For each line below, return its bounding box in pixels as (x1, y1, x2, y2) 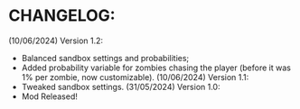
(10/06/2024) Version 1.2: (8, 35, 104, 46)
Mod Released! (21, 91, 79, 102)
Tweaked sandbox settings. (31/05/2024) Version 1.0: (21, 81, 220, 92)
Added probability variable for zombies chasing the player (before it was (21, 62, 291, 73)
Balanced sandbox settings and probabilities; (21, 52, 190, 63)
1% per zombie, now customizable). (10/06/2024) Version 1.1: (21, 71, 249, 82)
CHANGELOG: (8, 5, 116, 26)
